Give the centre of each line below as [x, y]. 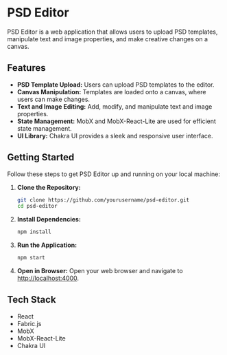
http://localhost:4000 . [48, 278]
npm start [31, 258]
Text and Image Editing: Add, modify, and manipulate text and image [115, 106]
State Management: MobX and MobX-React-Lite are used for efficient [116, 121]
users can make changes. [53, 99]
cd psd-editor [37, 206]
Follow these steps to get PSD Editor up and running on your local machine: [114, 174]
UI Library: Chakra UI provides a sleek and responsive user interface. [115, 136]
